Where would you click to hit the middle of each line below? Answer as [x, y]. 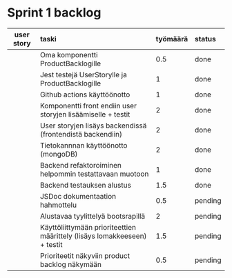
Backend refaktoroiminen [81, 165]
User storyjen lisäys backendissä [94, 126]
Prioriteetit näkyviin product [85, 255]
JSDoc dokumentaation [78, 196]
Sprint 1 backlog [54, 13]
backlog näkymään [71, 264]
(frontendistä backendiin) [81, 134]
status [205, 39]
